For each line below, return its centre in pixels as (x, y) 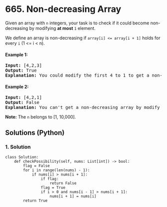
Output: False (22, 103)
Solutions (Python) (35, 133)
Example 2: (17, 87)
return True (36, 201)
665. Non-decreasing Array (63, 9)
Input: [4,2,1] (24, 98)
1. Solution (18, 147)
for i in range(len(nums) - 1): (57, 170)
